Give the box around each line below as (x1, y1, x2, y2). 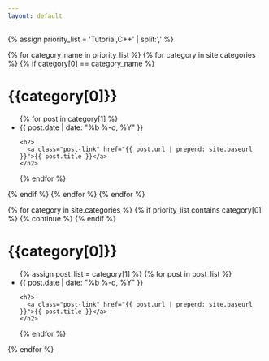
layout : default (7, 11, 63, 20)
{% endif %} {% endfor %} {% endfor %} (7, 189, 145, 199)
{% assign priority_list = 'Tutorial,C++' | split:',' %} (7, 34, 174, 44)
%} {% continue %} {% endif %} (7, 213, 117, 223)
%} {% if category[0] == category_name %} (7, 58, 155, 68)
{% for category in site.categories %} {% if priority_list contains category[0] (7, 204, 262, 215)
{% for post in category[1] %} (19, 114, 119, 123)
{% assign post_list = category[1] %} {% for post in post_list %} (19, 269, 232, 278)
